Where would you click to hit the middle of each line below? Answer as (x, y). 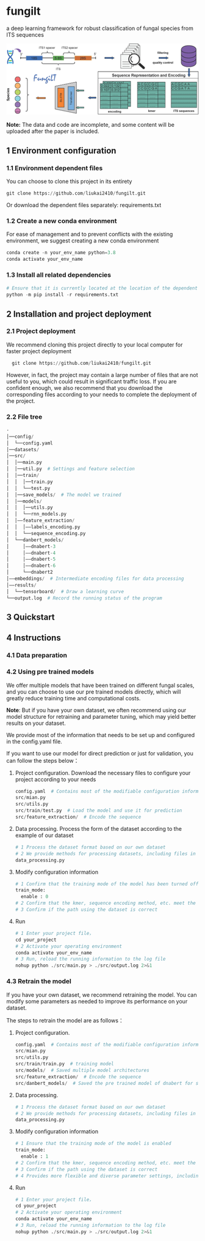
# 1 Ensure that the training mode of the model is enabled (93, 1144)
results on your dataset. (36, 723)
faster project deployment (39, 351)
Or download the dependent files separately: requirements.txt (84, 205)
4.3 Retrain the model (39, 981)
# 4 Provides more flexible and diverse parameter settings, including (108, 1176)
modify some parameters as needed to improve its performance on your (97, 1001)
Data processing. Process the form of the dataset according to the (98, 828)
